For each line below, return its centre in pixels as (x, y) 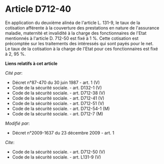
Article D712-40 (38, 9)
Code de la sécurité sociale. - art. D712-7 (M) (58, 113)
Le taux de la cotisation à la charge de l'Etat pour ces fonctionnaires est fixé (82, 49)
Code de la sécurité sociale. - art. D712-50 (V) (59, 152)
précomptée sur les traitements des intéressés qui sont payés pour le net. (79, 43)
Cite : (10, 142)
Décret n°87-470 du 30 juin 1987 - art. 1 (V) (56, 82)
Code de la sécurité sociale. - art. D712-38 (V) (59, 93)
